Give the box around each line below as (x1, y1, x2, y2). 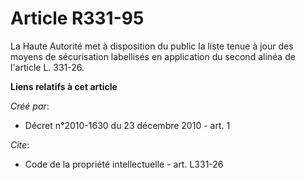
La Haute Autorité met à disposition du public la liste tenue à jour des (10, 40, 294, 52)
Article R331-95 (10, 7, 145, 30)
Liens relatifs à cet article (10, 80, 118, 92)
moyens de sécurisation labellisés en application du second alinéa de (10, 50, 296, 62)
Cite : (10, 138, 30, 151)
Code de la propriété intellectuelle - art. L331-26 (24, 158, 224, 170)
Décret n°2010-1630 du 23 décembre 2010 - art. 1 (24, 119, 231, 131)
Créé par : (10, 100, 50, 112)
